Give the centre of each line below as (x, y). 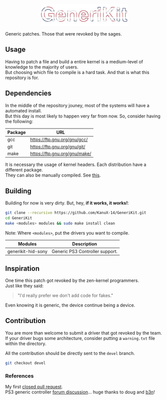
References (19, 375)
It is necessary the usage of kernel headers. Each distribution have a (76, 164)
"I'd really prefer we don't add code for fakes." (65, 295)
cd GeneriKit (19, 218)
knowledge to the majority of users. (42, 67)
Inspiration (22, 268)
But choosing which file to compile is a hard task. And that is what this (77, 72)
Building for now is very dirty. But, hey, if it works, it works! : (67, 203)
